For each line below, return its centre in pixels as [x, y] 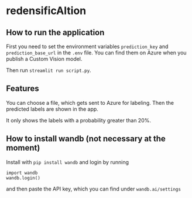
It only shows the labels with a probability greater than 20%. [78, 120]
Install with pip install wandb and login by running [67, 162]
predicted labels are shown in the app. [52, 109]
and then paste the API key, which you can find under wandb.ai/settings [94, 189]
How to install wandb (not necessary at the [86, 139]
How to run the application [55, 33]
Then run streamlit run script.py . [49, 70]
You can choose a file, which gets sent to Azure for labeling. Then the [90, 103]
